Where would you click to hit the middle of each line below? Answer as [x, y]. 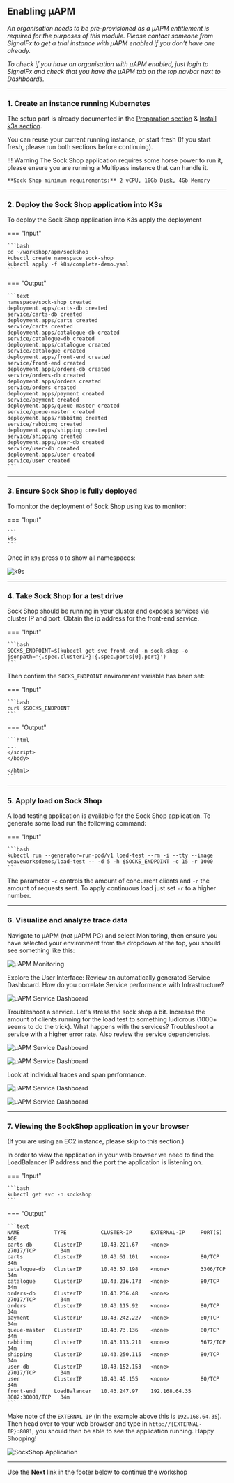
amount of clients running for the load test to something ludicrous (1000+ [112, 1019]
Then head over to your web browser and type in [77, 1423]
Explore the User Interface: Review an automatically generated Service [109, 977]
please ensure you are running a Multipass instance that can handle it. [108, 168]
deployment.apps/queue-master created [63, 406]
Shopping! [22, 1438]
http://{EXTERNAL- [175, 1424]
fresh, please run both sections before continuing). [80, 147]
